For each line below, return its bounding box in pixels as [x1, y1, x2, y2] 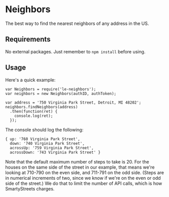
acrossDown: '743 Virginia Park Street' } [10, 150, 101, 155]
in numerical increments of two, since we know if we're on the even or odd [5, 175, 161, 181]
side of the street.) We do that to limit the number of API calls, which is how [5, 180, 162, 186]
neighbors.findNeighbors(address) [5, 104, 78, 110]
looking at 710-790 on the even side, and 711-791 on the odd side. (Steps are [5, 169, 164, 176]
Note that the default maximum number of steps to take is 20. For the [5, 158, 149, 165]
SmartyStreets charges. [5, 185, 55, 191]
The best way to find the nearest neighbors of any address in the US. [5, 20, 149, 26]
